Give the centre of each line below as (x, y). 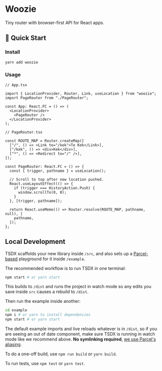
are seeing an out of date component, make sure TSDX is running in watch (80, 334)
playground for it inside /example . (52, 259)
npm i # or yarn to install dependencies (48, 315)
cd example (16, 310)
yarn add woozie (22, 62)
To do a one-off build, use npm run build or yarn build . (61, 354)
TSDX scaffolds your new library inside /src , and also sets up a (69, 253)
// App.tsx (16, 85)
